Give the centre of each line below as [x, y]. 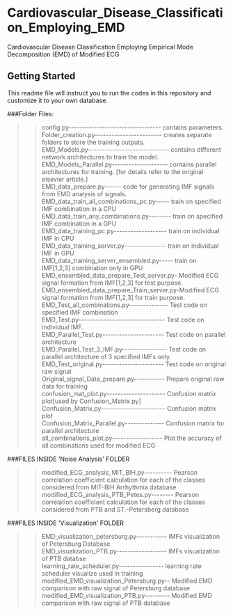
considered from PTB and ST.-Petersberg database [115, 509]
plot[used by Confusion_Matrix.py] [91, 401]
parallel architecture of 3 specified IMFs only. [106, 356]
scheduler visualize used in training [92, 573]
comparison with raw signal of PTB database [106, 603]
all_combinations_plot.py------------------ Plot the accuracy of [132, 438]
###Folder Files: [31, 113]
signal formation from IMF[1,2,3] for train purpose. [113, 297]
